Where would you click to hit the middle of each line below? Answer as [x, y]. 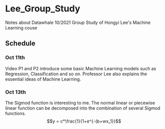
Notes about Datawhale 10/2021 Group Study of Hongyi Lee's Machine [78, 22]
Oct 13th [15, 92]
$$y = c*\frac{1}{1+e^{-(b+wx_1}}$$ [84, 121]
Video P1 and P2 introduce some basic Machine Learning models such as [81, 68]
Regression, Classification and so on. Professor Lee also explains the [76, 74]
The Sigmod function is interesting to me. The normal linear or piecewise [80, 103]
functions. [15, 113]
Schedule [20, 44]
